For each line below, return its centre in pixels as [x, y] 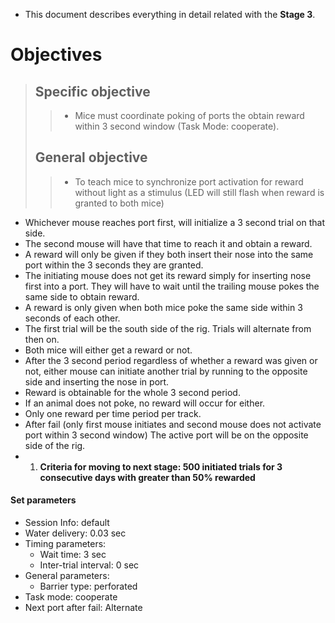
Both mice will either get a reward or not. [108, 350]
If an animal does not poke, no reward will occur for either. [145, 403]
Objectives [56, 55]
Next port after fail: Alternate [83, 608]
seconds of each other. [72, 318]
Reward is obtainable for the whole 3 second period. [132, 392]
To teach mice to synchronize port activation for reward [189, 181]
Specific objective [92, 91]
